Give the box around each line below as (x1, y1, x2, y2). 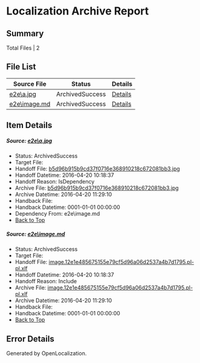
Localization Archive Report (6, 4, 149, 18)
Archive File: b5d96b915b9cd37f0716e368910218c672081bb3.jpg (15, 184, 179, 191)
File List (6, 62, 36, 72)
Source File (13, 80, 47, 88)
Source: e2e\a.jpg (6, 137, 53, 144)
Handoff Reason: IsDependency (15, 178, 95, 185)
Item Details (6, 120, 53, 130)
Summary (6, 28, 44, 39)
